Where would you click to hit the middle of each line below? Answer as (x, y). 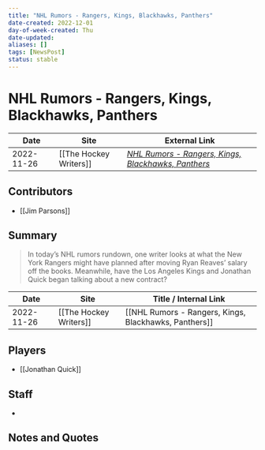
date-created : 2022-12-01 (50, 23)
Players (27, 350)
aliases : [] (28, 45)
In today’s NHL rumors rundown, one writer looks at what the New (134, 254)
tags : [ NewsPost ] (37, 52)
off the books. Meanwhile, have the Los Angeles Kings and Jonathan (139, 271)
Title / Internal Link (189, 299)
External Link (190, 141)
